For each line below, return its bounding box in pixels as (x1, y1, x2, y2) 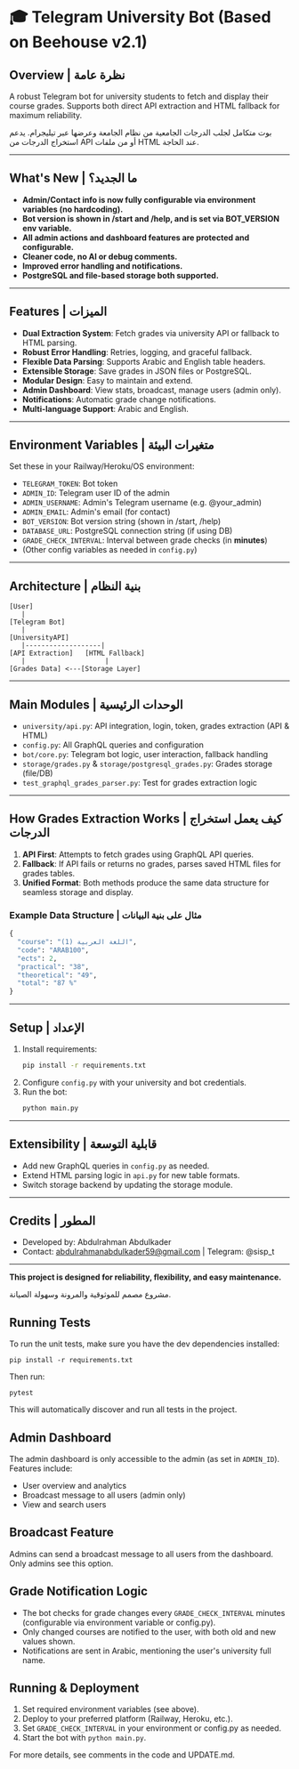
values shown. (21, 1636, 76, 1646)
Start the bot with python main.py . (21, 1733, 147, 1743)
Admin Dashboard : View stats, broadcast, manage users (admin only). (21, 384, 282, 395)
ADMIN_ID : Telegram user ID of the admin (21, 488, 171, 498)
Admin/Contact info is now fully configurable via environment (21, 194, 256, 205)
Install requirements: (21, 1043, 98, 1054)
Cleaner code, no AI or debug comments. (21, 251, 178, 262)
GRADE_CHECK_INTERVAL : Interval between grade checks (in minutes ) (21, 535, 269, 545)
